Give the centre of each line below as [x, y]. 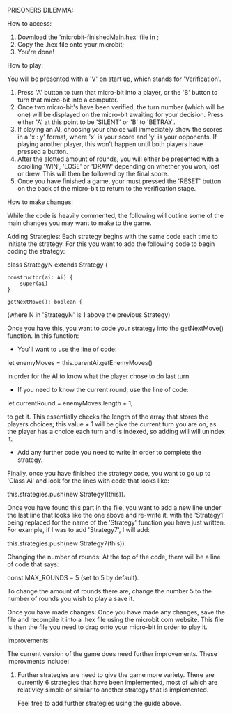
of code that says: [33, 564]
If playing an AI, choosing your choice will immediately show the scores [120, 129]
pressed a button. [42, 152]
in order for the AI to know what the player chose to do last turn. [99, 376]
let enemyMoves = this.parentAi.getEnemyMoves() [80, 363]
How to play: [25, 65]
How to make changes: [40, 202]
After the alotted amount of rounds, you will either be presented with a [118, 159]
